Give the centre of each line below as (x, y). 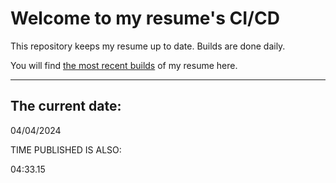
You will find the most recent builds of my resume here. (124, 65)
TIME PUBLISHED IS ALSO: (66, 149)
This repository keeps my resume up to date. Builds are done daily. (148, 46)
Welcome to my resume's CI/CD (145, 18)
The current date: (66, 106)
